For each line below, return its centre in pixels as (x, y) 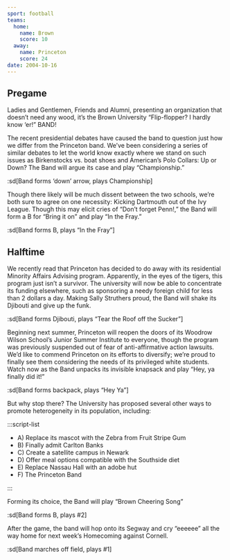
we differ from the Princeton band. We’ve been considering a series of (107, 146)
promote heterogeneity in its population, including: (79, 411)
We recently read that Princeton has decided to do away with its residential (114, 269)
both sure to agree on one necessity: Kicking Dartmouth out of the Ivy (107, 202)
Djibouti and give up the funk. (49, 305)
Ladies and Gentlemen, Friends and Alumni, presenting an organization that (115, 110)
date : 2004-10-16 (32, 65)
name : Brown (37, 33)
